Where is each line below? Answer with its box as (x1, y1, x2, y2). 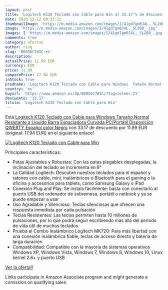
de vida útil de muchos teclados (12, 223, 78, 229)
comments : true (5, 35, 37, 40)
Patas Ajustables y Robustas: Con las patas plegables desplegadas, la (12, 159, 156, 165)
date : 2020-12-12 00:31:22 (5, 16, 61, 21)
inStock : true (5, 77, 35, 82)
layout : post (5, 7, 32, 12)
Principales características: (5, 149, 61, 155)
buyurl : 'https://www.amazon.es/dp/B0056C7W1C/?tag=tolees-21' (5, 91, 140, 96)
